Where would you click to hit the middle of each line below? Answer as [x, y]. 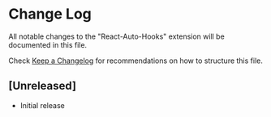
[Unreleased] [43, 86]
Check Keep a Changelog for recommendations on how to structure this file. [136, 61]
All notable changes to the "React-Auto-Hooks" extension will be [116, 36]
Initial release [42, 105]
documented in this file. [48, 44]
